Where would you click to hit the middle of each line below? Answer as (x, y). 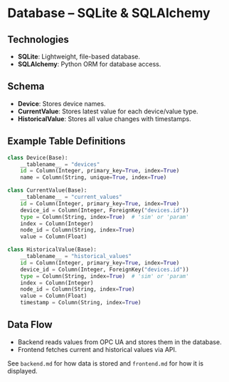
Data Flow (30, 325)
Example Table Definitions (66, 141)
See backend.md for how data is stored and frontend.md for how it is (106, 363)
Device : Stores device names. (62, 103)
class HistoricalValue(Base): (52, 250)
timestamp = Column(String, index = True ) (81, 303)
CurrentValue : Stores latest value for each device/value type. (108, 111)
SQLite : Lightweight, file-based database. (79, 56)
